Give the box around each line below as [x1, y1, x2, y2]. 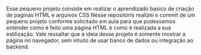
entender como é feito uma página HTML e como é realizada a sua [6, 24, 171, 31]
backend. [6, 43, 29, 50]
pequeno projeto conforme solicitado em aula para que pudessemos [6, 18, 176, 25]
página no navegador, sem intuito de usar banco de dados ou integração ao [6, 37, 194, 44]
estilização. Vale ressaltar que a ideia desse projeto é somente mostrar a [6, 30, 186, 38]
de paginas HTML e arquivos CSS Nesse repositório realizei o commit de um [6, 11, 196, 19]
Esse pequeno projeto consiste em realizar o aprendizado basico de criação [6, 5, 194, 12]
